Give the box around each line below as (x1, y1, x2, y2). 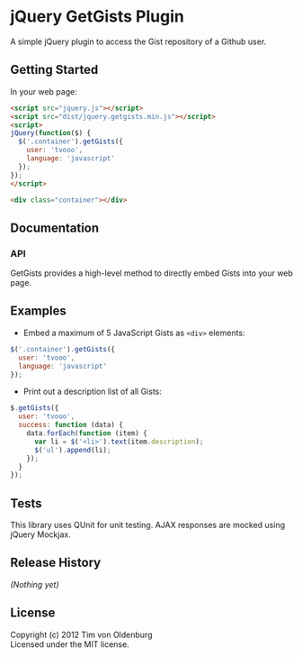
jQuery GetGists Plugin (10, 6, 185, 27)
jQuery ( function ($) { (10, 129, 92, 138)
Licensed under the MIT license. (10, 638, 129, 650)
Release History (10, 555, 102, 570)
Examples (10, 304, 67, 319)
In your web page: (10, 86, 77, 96)
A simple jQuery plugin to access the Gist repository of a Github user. (10, 36, 267, 47)
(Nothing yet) (10, 579, 59, 589)
